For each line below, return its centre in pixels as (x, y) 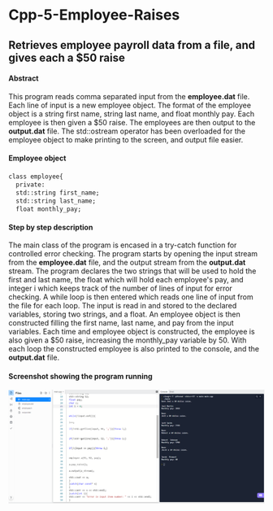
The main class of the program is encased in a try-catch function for (123, 245)
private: (30, 185)
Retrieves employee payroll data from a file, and (132, 45)
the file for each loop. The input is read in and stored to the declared (123, 306)
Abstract (24, 78)
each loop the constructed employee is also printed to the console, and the (134, 349)
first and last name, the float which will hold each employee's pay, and (126, 280)
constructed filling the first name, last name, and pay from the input (121, 323)
